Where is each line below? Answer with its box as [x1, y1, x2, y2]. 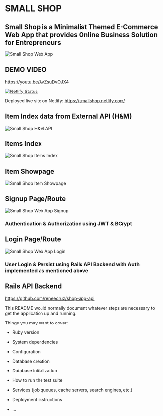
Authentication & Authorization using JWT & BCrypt [5, 220, 132, 227]
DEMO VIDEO [5, 65, 47, 74]
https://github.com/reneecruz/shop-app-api [5, 295, 95, 301]
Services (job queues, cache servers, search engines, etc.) [12, 387, 133, 393]
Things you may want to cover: [5, 320, 68, 325]
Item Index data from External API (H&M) [5, 112, 132, 121]
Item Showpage [5, 167, 55, 176]
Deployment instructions [12, 396, 63, 402]
